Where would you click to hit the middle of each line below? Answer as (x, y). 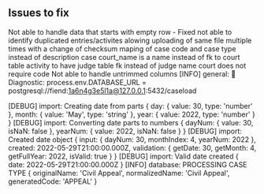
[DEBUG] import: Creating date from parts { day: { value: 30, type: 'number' (131, 106)
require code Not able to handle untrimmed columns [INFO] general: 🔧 (122, 73)
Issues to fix (39, 13)
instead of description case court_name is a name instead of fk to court (124, 57)
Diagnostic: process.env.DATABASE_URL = (78, 82)
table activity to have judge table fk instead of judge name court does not (127, 65)
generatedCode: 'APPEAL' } (53, 181)
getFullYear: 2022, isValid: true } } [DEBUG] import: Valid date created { (123, 156)
